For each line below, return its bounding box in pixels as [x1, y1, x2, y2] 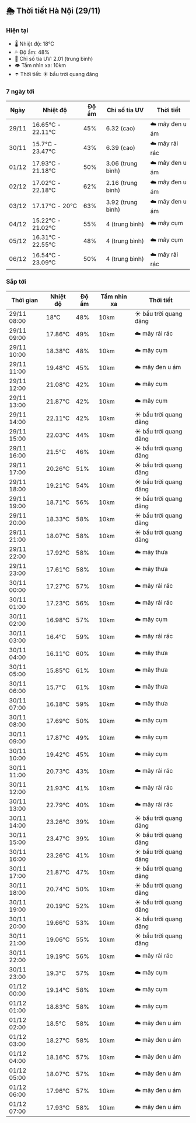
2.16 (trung [106, 179, 138, 187]
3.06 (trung [106, 160, 138, 168]
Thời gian [11, 296, 38, 304]
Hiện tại [6, 26, 29, 35]
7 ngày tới [6, 87, 35, 95]
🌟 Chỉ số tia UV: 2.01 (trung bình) [14, 55, 93, 62]
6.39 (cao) [106, 144, 136, 152]
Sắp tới [6, 277, 26, 285]
